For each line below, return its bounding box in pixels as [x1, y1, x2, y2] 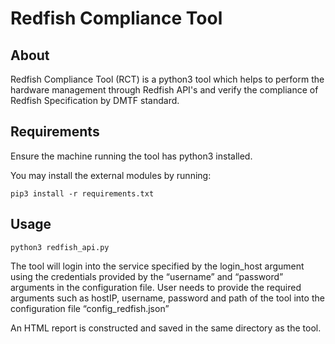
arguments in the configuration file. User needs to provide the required [10, 281, 302, 293]
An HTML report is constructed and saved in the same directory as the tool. [10, 322, 322, 334]
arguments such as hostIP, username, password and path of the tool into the [10, 292, 325, 304]
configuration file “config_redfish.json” [10, 302, 170, 314]
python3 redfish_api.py [10, 242, 110, 252]
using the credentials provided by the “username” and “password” [10, 270, 284, 282]
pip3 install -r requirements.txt [10, 188, 155, 199]
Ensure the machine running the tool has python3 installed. [10, 150, 253, 162]
